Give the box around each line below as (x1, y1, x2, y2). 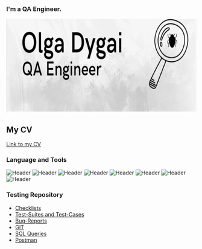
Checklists (14, 204, 42, 212)
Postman (14, 236, 37, 244)
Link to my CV (6, 141, 41, 148)
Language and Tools (6, 156, 68, 164)
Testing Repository (6, 191, 63, 199)
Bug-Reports (14, 217, 47, 224)
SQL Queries (14, 230, 47, 237)
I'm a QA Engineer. (6, 5, 62, 13)
